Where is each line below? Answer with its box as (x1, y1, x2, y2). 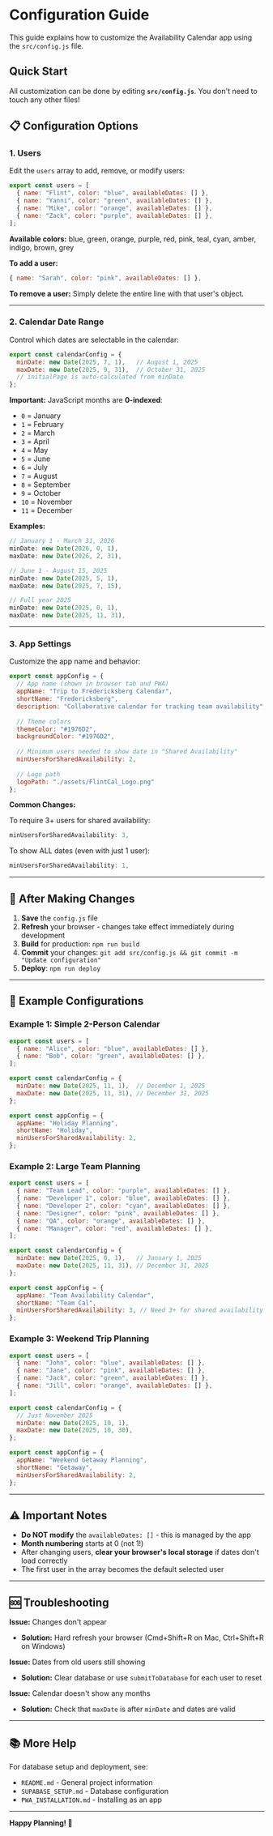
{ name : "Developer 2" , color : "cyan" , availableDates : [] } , (16, 1202, 231, 1210)
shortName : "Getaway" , (16, 1463, 93, 1471)
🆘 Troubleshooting (9, 1595, 109, 1609)
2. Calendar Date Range (9, 316, 105, 327)
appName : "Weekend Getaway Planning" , (16, 1456, 148, 1464)
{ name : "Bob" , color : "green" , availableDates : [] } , (16, 1052, 206, 1061)
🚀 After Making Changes (9, 891, 135, 905)
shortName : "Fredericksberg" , (16, 695, 118, 703)
